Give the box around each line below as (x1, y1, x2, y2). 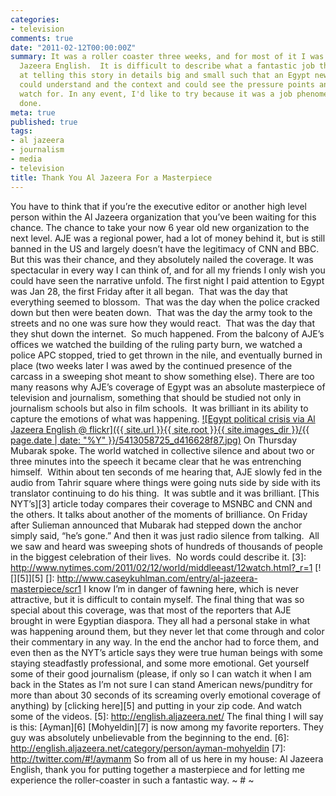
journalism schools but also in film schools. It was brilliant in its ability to (10, 402, 309, 414)
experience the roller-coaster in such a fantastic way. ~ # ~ (10, 774, 255, 786)
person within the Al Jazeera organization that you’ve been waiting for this (10, 211, 317, 223)
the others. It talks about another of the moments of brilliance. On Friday (10, 508, 308, 520)
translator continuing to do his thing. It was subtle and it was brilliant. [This (10, 487, 320, 499)
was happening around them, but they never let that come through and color (10, 625, 325, 637)
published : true (10, 117, 78, 127)
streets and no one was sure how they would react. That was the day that (10, 317, 316, 329)
